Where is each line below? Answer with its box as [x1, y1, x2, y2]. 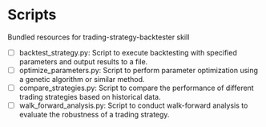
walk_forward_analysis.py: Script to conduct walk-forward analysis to [18, 100, 248, 110]
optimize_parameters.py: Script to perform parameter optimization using [18, 66, 258, 75]
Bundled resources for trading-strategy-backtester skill [7, 32, 190, 42]
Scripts [7, 6, 57, 24]
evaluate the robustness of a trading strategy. [18, 110, 170, 120]
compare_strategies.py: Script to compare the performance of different [18, 83, 254, 93]
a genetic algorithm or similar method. [18, 75, 145, 84]
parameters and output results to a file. [18, 57, 148, 66]
